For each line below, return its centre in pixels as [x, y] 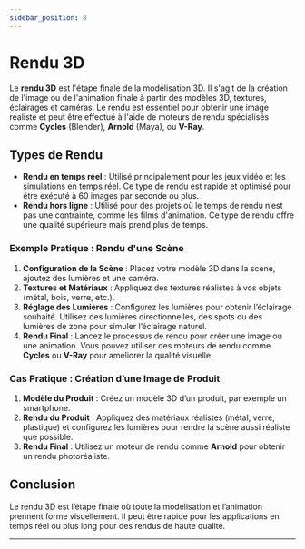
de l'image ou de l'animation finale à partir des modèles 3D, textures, [138, 97]
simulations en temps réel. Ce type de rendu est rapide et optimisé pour [157, 186]
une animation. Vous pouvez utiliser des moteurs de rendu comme [147, 345]
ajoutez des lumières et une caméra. [90, 278]
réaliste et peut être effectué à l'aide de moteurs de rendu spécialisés [139, 117]
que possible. [48, 436]
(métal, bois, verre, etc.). [69, 297]
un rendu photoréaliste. [66, 456]
